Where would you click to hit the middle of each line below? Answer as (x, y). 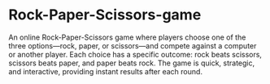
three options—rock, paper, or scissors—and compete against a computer (133, 45)
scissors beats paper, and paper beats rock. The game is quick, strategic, (132, 63)
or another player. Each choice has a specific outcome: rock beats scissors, (135, 54)
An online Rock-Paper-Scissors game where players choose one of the (127, 37)
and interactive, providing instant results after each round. (106, 71)
